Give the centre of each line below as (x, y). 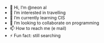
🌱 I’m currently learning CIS (37, 18)
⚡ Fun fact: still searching (35, 36)
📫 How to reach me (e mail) (38, 28)
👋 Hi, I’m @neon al (28, 7)
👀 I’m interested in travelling (38, 13)
